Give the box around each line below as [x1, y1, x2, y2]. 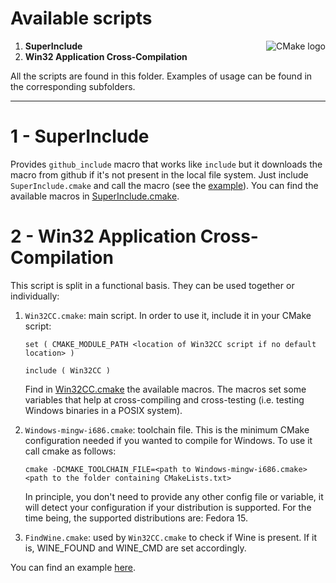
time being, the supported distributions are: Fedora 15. [24, 512, 248, 524]
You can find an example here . [10, 561, 137, 573]
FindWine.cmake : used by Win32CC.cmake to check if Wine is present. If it [24, 531, 318, 543]
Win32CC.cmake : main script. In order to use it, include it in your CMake [24, 309, 312, 321]
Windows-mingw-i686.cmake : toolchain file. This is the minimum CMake [24, 423, 310, 436]
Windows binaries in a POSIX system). [24, 404, 183, 416]
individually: [10, 290, 60, 302]
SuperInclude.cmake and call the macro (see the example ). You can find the [10, 179, 319, 191]
